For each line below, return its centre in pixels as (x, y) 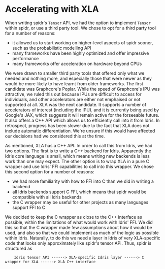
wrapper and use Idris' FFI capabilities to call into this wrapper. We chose (80, 167)
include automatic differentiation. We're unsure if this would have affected (80, 131)
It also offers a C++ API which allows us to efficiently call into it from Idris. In (82, 120)
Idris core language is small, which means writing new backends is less (78, 156)
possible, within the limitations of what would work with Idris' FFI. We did (79, 222)
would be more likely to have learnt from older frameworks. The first (74, 84)
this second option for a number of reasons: (50, 171)
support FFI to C (29, 207)
